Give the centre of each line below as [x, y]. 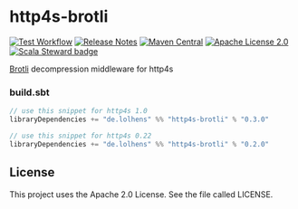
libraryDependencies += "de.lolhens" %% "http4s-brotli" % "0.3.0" [139, 119]
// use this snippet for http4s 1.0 [78, 111]
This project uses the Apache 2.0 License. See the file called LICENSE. [141, 194]
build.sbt [29, 92]
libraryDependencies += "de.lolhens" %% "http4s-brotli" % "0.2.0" [139, 144]
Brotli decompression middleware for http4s [91, 69]
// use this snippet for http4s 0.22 [81, 136]
